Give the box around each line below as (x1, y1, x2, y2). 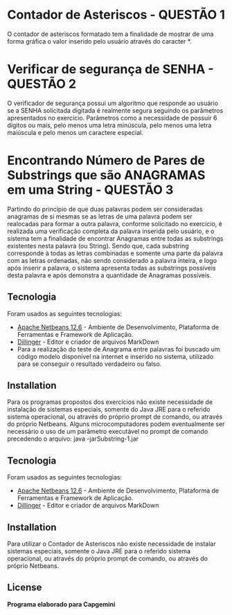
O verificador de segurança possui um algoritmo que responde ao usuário (7, 99, 219, 107)
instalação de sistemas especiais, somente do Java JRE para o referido (7, 405, 211, 414)
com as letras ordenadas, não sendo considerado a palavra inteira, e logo (7, 256, 217, 264)
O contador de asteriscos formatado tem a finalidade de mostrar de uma (7, 30, 214, 38)
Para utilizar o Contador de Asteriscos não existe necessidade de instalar (7, 540, 216, 548)
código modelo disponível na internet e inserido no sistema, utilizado (17, 352, 214, 360)
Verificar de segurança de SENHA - (7, 62, 214, 77)
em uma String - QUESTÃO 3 (7, 182, 174, 198)
